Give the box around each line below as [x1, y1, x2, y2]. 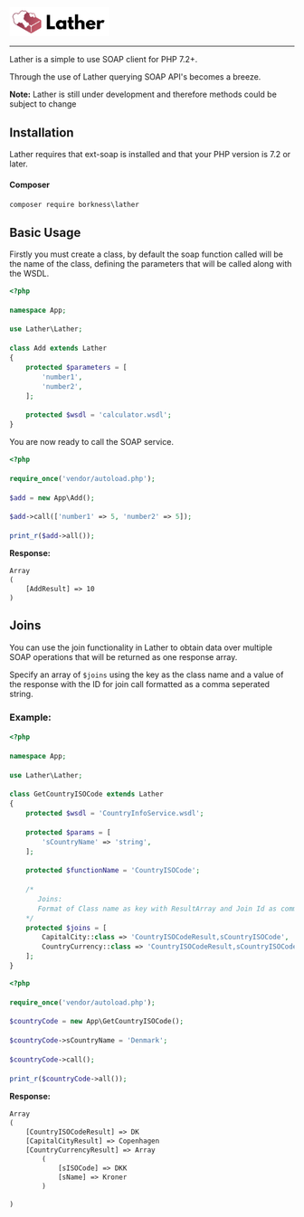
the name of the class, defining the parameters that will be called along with [9, 258, 292, 269]
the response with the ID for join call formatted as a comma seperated [9, 678, 270, 689]
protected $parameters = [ [25, 363, 128, 372]
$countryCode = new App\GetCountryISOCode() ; [9, 1017, 184, 1026]
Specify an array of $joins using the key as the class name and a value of [9, 669, 284, 680]
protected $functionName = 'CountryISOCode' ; [25, 866, 201, 875]
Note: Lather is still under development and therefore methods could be [9, 89, 278, 100]
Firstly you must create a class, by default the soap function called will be [9, 249, 283, 259]
